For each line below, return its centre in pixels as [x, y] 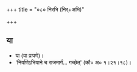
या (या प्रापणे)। [30, 56]
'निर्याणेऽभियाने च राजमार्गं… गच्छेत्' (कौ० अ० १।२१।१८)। [73, 62]
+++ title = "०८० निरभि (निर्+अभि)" [45, 9]
